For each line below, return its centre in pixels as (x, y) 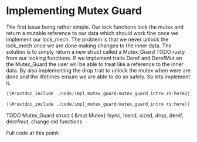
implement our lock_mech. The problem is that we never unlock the (87, 39)
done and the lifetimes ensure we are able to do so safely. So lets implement (98, 77)
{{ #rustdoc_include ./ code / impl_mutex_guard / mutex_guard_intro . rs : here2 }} (99, 93)
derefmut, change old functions (44, 122)
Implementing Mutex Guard (74, 11)
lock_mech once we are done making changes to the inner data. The (89, 46)
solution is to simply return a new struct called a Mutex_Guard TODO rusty (96, 51)
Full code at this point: (33, 133)
